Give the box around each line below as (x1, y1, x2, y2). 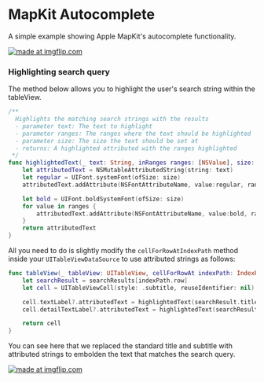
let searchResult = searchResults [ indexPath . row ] (22, 277, 189, 285)
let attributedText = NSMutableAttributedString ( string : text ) (22, 167, 234, 174)
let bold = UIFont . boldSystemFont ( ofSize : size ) (22, 195, 185, 203)
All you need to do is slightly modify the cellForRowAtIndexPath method (8, 246, 239, 255)
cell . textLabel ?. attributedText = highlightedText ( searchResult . (22, 298, 241, 306)
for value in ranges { (22, 202, 97, 210)
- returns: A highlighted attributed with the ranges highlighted (15, 144, 237, 152)
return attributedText (22, 224, 97, 233)
